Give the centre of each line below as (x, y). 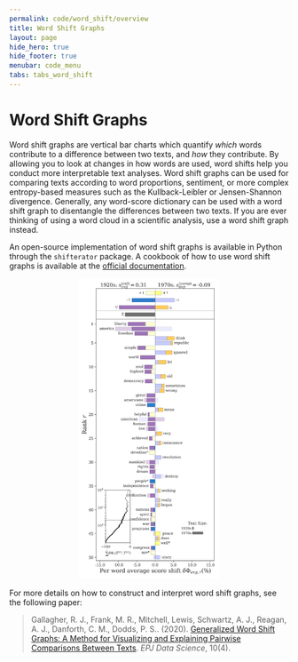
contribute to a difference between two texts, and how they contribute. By (144, 154)
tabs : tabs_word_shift (51, 76)
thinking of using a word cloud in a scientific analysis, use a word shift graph (149, 220)
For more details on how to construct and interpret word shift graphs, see (143, 593)
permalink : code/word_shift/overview (79, 19)
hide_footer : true (43, 56)
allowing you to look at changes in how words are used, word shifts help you (149, 164)
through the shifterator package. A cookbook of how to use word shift (140, 256)
